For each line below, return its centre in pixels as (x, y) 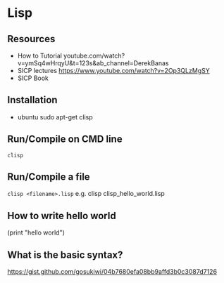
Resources (31, 39)
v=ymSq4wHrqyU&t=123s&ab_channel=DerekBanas (93, 63)
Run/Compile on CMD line (65, 139)
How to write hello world (62, 216)
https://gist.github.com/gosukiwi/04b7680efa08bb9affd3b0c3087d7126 (112, 272)
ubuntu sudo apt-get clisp (55, 117)
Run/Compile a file (49, 177)
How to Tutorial (39, 55)
